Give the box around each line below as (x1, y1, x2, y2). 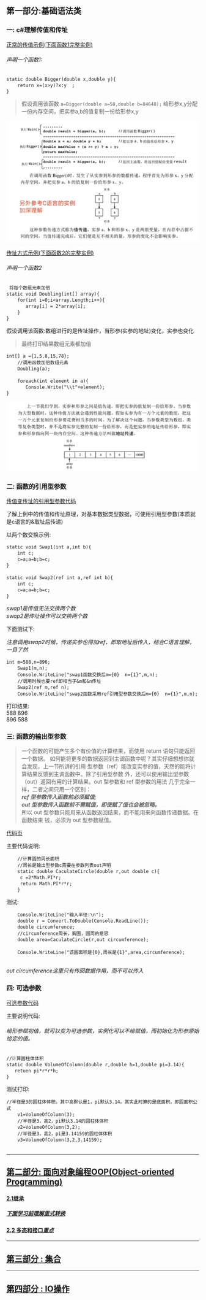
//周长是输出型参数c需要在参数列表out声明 (17, 863, 111, 869)
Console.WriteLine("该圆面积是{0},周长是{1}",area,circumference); (17, 950, 185, 956)
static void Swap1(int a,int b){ (6, 544, 92, 550)
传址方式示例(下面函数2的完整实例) (6, 249, 94, 256)
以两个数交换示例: (6, 531, 51, 538)
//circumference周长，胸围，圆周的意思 (17, 931, 109, 937)
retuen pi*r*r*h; (14, 1067, 59, 1074)
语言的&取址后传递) (14, 518, 64, 525)
